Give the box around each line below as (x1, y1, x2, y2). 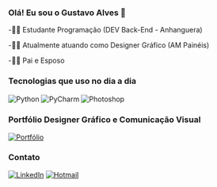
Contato (8, 152, 40, 163)
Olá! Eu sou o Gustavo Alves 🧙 (8, 7, 127, 18)
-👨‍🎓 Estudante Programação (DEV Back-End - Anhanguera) (8, 25, 204, 35)
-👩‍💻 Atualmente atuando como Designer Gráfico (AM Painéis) (8, 40, 210, 50)
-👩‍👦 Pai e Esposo (8, 55, 65, 66)
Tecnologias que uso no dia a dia (8, 75, 137, 86)
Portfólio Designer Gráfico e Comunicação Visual (8, 114, 201, 125)
